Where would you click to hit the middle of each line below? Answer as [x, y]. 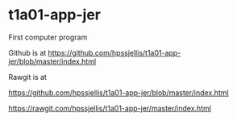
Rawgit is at [27, 77]
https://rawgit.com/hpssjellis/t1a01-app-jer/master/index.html [110, 108]
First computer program [48, 37]
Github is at [27, 52]
